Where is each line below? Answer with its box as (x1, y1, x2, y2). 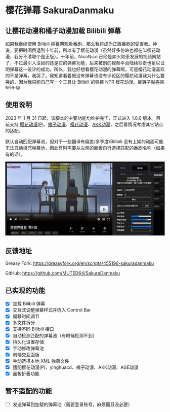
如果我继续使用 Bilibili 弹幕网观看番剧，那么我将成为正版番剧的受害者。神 (5, 41, 157, 47)
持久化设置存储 (12, 338, 44, 345)
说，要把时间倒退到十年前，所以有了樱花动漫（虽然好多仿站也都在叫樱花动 (5, 47, 160, 53)
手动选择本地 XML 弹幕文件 (12, 358, 69, 364)
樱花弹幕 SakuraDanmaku (5, 5, 114, 16)
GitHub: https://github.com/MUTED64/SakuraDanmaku (5, 270, 120, 277)
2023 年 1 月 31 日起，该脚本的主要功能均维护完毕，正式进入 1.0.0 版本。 (5, 115, 156, 121)
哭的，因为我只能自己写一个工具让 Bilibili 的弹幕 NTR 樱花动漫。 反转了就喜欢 (5, 79, 164, 85)
